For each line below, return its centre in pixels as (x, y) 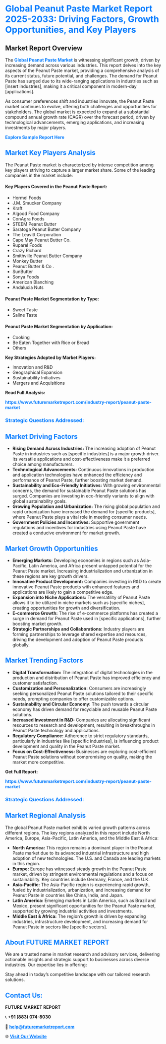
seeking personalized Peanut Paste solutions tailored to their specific (83, 694)
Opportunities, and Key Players (71, 30)
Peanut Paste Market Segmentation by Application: (59, 326)
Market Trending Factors (44, 661)
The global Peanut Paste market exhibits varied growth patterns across (78, 828)
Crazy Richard (27, 251)
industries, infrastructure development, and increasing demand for (80, 921)
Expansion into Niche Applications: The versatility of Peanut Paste (81, 597)
